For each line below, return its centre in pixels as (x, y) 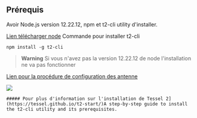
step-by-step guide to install (148, 104)
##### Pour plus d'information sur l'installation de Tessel (85, 99)
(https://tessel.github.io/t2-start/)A (57, 104)
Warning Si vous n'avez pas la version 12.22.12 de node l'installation (106, 58)
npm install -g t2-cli (35, 47)
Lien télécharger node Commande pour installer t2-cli (73, 36)
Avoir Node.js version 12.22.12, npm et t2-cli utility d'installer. (82, 24)
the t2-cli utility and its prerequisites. (62, 109)
